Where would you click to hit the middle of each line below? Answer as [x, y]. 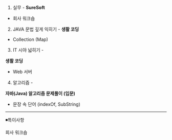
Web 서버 [22, 72]
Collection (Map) [30, 39]
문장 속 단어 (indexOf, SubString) [47, 104]
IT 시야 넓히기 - [28, 50]
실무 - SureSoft [29, 7]
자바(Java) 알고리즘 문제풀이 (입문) [40, 93]
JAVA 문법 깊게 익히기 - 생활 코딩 [46, 29]
